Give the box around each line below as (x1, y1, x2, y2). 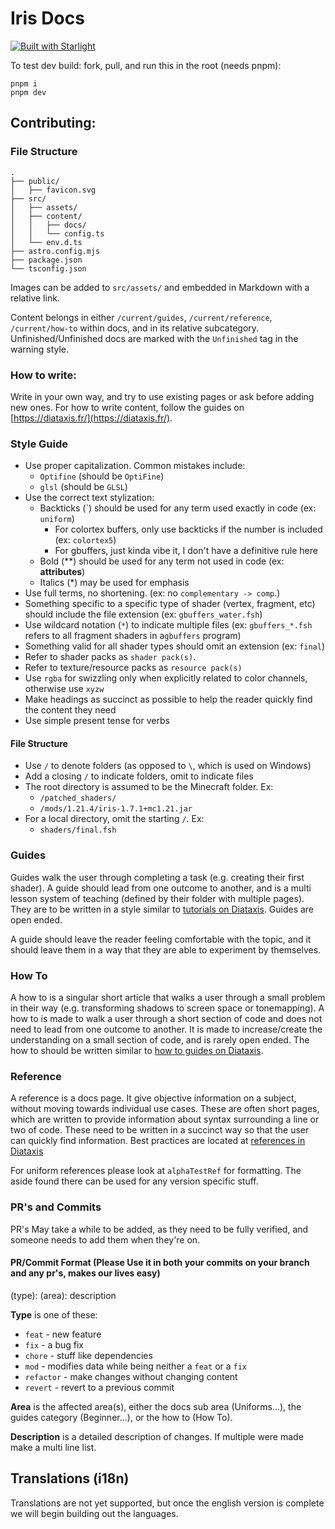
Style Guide (10, 437, 68, 451)
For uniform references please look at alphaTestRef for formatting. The (10, 1165, 302, 1177)
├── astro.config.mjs (10, 246, 101, 256)
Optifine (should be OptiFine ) (39, 470, 165, 482)
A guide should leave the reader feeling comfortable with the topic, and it (10, 933, 312, 945)
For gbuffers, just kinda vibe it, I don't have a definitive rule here (54, 545, 318, 557)
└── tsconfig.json (10, 263, 87, 274)
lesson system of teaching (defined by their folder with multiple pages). (10, 892, 305, 904)
